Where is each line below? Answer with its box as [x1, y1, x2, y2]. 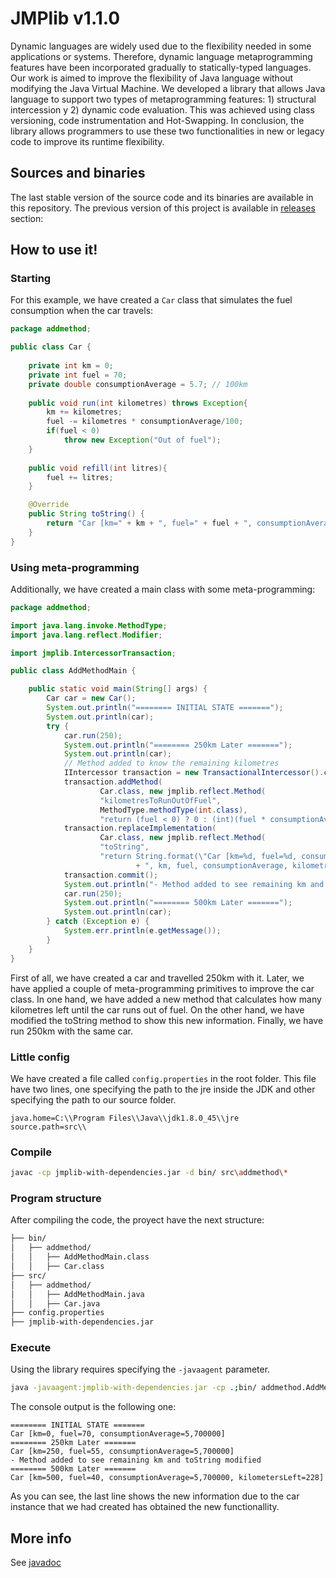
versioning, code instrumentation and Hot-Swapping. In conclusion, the [10, 114, 305, 126]
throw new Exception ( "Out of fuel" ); [63, 435, 222, 446]
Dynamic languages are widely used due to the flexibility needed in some [10, 40, 312, 52]
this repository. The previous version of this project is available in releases [10, 202, 316, 214]
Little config [10, 1050, 70, 1064]
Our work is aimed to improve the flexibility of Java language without [10, 72, 294, 84]
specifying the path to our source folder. [10, 1093, 177, 1106]
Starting [10, 272, 52, 286]
